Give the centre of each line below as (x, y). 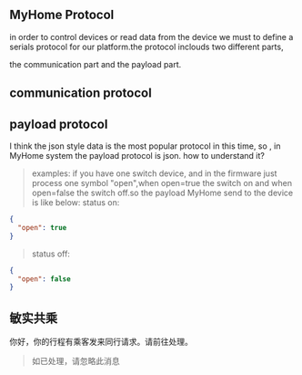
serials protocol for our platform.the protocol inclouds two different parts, (146, 47)
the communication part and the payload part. (96, 64)
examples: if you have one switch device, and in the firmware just (154, 173)
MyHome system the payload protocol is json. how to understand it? (137, 156)
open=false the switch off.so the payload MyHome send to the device (162, 193)
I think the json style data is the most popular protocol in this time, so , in (145, 146)
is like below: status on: (75, 203)
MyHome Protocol (62, 15)
